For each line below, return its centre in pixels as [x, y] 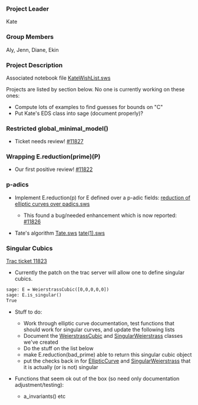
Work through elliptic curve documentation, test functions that [99, 323]
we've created [41, 342]
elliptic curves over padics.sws [52, 204]
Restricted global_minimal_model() [57, 129]
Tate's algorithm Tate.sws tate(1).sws [60, 233]
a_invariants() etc [44, 396]
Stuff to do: [28, 312]
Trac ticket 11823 [27, 261]
